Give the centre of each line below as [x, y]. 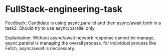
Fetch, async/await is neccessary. [40, 48]
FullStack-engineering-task [64, 9]
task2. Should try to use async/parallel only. [51, 28]
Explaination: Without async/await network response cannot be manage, [80, 38]
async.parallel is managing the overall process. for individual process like [81, 43]
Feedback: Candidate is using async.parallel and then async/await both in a [83, 23]
